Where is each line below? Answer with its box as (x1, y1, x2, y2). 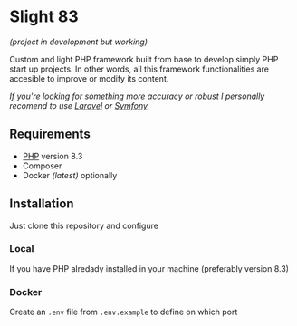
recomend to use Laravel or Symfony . (9, 100, 150, 110)
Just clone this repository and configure (9, 220, 158, 231)
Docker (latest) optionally (22, 169, 118, 180)
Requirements (9, 127, 91, 142)
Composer (22, 160, 62, 171)
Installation (9, 197, 74, 212)
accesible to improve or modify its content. (9, 72, 169, 83)
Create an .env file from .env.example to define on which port (9, 306, 238, 318)
